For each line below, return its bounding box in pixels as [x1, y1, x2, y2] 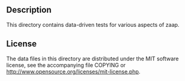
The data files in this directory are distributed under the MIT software [6, 55, 179, 62]
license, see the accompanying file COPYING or [6, 61, 126, 69]
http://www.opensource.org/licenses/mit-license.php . [6, 68, 141, 75]
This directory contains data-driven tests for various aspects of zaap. [6, 21, 180, 28]
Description [6, 5, 52, 15]
